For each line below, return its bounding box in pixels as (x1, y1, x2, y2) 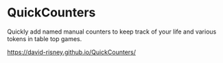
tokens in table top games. (7, 34, 82, 42)
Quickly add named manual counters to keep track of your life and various (7, 27, 217, 36)
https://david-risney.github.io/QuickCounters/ (7, 48, 136, 56)
